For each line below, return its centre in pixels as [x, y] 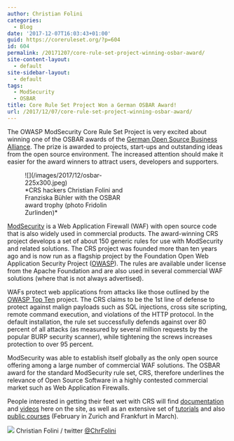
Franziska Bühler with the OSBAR [73, 197]
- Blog [23, 27]
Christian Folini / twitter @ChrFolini [66, 430]
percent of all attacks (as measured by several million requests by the [108, 329]
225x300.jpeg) [46, 183]
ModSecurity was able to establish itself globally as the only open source [113, 357]
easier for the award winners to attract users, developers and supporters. [113, 162]
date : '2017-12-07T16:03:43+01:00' [59, 33]
